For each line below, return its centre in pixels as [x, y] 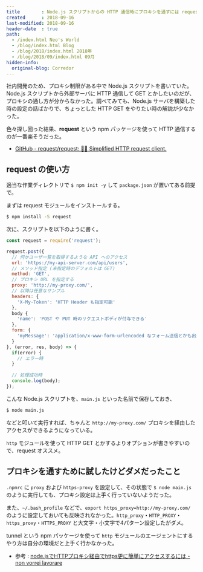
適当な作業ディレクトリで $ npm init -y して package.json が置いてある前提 [101, 185]
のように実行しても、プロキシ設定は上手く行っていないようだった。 [91, 495]
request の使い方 [38, 169]
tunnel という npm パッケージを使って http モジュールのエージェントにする [100, 535]
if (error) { [27, 353]
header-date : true [32, 29]
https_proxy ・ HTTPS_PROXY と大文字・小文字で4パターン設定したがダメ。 [97, 522]
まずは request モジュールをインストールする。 [65, 206]
